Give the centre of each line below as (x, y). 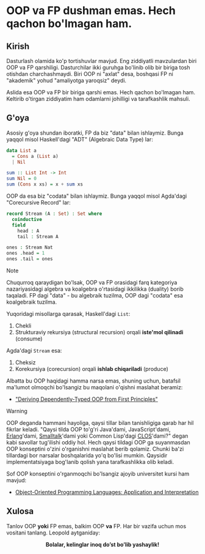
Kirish (18, 46)
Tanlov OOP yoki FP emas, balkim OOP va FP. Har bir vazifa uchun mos (96, 526)
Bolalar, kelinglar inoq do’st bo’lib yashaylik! (103, 544)
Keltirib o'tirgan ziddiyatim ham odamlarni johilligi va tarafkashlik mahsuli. (98, 99)
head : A (28, 231)
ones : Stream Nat (30, 248)
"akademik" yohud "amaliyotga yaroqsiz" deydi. (67, 80)
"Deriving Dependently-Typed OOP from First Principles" (87, 399)
